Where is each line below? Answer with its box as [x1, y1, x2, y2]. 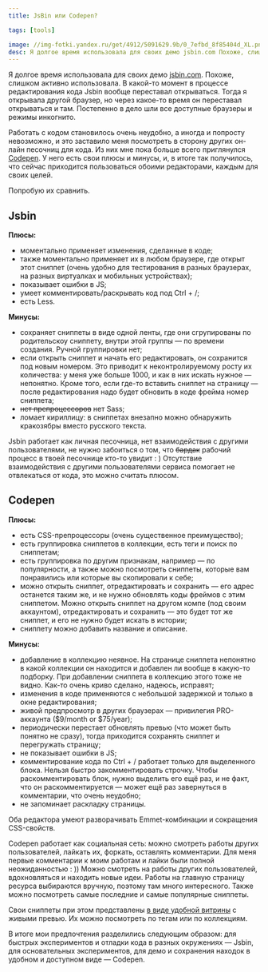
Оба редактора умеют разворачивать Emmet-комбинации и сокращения [8, 815, 258, 824]
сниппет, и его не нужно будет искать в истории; [19, 615, 187, 624]
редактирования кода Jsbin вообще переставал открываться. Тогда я [8, 87, 247, 97]
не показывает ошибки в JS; [19, 748, 117, 758]
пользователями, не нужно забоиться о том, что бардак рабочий [8, 445, 231, 455]
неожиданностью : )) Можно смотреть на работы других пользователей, [8, 864, 258, 874]
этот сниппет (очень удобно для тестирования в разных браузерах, [19, 263, 251, 273]
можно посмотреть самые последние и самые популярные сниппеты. [8, 889, 250, 899]
